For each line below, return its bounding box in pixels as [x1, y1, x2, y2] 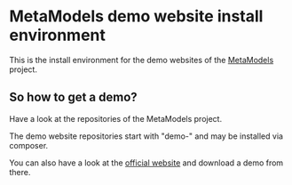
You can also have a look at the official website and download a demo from [9, 157, 284, 168]
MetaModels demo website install [9, 6, 264, 27]
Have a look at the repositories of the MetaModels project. [9, 113, 223, 124]
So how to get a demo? [9, 90, 138, 105]
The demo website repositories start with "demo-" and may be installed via [9, 131, 284, 141]
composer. [9, 140, 49, 150]
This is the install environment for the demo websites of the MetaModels [9, 54, 274, 65]
